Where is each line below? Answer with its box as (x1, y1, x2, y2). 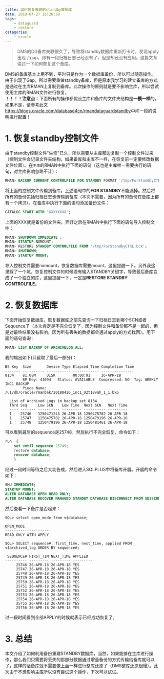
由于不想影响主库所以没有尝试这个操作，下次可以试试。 (9, 669, 121, 675)
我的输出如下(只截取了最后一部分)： (5, 354, 77, 360)
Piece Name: (22, 385, 47, 390)
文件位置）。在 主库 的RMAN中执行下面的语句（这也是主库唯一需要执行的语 (5, 162, 151, 168)
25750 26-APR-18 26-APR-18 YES (16, 579, 80, 585)
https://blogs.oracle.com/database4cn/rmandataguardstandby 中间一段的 (5, 108, 153, 113)
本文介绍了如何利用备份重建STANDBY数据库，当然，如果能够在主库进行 (5, 650, 149, 656)
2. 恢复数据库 (5, 300, 58, 311)
